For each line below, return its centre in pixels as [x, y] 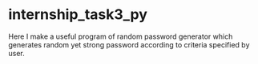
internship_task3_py [78, 15]
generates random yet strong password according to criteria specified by [129, 44]
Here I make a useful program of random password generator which [121, 36]
